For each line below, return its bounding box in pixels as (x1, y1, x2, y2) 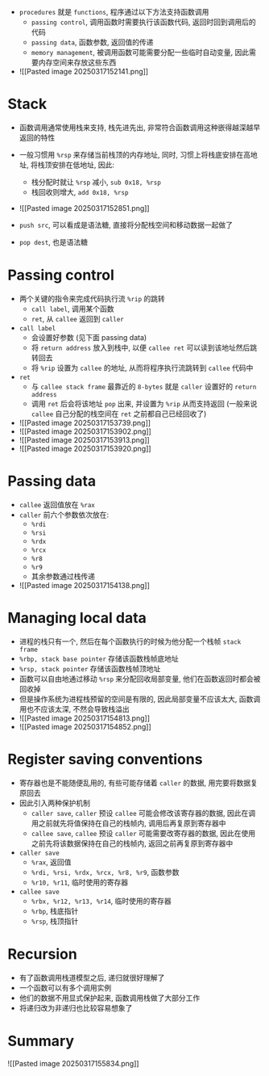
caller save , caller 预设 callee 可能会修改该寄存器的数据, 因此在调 (31, 808, 256, 818)
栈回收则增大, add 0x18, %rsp (31, 187, 129, 196)
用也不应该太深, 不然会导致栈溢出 (19, 704, 130, 713)
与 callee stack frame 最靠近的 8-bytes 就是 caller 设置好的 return (31, 381, 257, 391)
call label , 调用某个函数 (31, 304, 114, 313)
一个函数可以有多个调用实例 (19, 982, 112, 992)
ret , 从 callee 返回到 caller (31, 313, 124, 323)
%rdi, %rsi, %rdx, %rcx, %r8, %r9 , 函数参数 (31, 867, 180, 876)
